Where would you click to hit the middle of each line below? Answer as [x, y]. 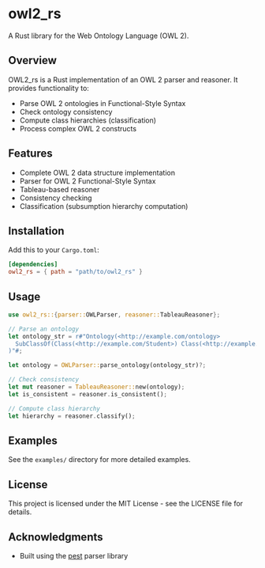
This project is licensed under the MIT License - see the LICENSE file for [125, 504]
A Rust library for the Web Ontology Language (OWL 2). [99, 36]
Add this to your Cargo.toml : [54, 250]
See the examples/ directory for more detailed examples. [99, 460]
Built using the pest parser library [74, 556]
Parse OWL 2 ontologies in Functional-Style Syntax [103, 103]
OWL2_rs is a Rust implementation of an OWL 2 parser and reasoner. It [123, 79]
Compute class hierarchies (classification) [88, 120]
